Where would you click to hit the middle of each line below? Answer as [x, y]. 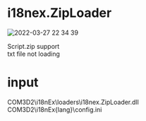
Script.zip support [34, 46]
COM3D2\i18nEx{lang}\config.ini [55, 109]
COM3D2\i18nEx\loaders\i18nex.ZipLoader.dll [73, 102]
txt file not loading [34, 54]
